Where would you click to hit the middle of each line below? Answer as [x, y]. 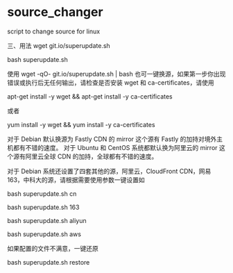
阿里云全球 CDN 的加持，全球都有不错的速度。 [92, 156]
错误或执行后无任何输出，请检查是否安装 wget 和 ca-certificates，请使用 [111, 82]
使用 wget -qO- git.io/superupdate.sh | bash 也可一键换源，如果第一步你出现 [116, 74]
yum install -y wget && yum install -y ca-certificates [81, 124]
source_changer [55, 12]
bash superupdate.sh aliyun [47, 220]
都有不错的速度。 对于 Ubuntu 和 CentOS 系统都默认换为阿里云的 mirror [115, 147]
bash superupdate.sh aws [44, 234]
